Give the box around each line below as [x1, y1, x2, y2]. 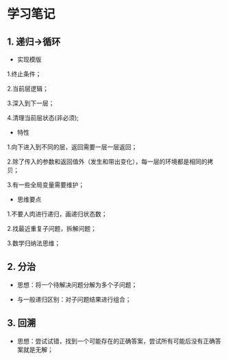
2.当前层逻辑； [7, 85, 49, 93]
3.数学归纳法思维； [7, 239, 61, 247]
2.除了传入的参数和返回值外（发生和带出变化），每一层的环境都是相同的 [7, 157, 207, 166]
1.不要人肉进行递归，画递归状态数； [7, 210, 107, 218]
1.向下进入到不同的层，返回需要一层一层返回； [7, 143, 138, 151]
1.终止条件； [7, 70, 42, 78]
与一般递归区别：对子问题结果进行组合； [16, 295, 131, 303]
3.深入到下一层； [7, 99, 55, 107]
